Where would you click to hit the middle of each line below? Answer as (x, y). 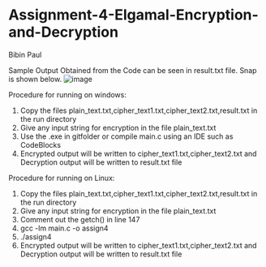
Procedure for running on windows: (68, 94)
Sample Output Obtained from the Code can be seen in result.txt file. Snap (133, 70)
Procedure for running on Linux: (62, 178)
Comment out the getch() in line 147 (80, 219)
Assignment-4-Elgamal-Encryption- (134, 15)
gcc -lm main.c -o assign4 (64, 228)
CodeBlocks (41, 144)
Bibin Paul (25, 54)
